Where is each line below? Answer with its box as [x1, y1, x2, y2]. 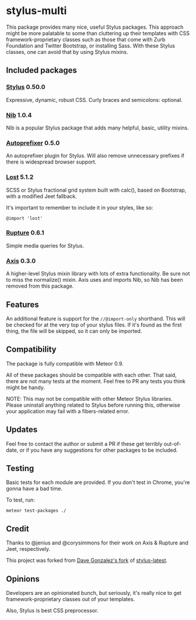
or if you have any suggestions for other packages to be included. [19, 447, 178, 454]
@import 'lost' [6, 215, 43, 221]
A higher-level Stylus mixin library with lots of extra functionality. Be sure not [6, 270, 190, 277]
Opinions [6, 574, 40, 584]
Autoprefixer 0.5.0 [6, 139, 60, 147]
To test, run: [6, 496, 35, 503]
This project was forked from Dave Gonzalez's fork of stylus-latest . [6, 557, 168, 564]
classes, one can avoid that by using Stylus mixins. [6, 48, 128, 55]
